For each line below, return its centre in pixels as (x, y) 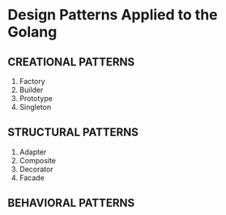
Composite (38, 160)
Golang (32, 32)
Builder (31, 90)
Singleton (35, 107)
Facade (32, 177)
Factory (32, 81)
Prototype (36, 98)
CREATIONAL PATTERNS (71, 62)
